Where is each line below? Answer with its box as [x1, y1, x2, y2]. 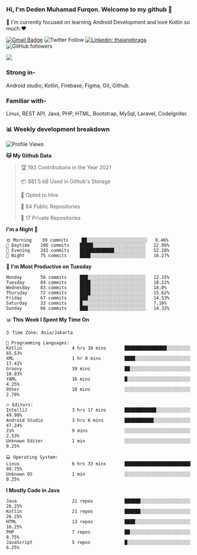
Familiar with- [6, 97, 47, 105]
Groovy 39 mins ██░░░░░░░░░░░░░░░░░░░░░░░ [6, 366, 191, 372]
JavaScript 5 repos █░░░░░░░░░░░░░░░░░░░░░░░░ [6, 540, 191, 546]
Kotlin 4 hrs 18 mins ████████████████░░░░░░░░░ [6, 345, 191, 352]
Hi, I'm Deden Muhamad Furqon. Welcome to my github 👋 [6, 5, 172, 14]
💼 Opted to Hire [20, 192, 59, 199]
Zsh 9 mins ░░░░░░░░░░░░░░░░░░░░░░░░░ [6, 428, 191, 434]
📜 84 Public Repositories [20, 203, 81, 210]
